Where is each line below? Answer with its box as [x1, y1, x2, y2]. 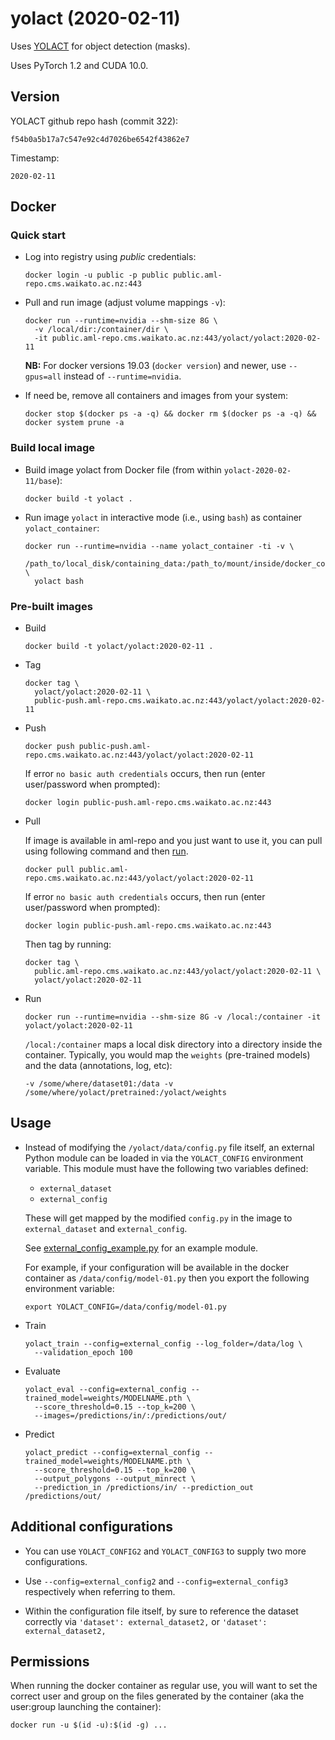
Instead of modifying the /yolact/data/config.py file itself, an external [24, 1141, 315, 1153]
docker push [24, 742, 75, 752]
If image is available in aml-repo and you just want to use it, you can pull [24, 835, 323, 847]
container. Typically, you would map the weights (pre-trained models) [24, 1049, 311, 1061]
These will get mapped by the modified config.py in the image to [24, 1212, 293, 1224]
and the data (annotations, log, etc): [24, 1060, 173, 1072]
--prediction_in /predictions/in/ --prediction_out [34, 1482, 254, 1492]
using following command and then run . [24, 845, 189, 857]
